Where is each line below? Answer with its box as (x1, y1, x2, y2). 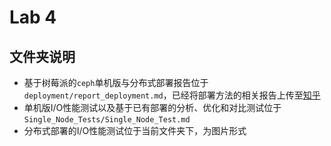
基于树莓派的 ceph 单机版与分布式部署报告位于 (23, 77, 209, 88)
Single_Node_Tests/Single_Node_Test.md (23, 115, 191, 125)
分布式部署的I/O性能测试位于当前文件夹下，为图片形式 (23, 125, 247, 136)
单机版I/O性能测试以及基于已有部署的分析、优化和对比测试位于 (23, 102, 282, 113)
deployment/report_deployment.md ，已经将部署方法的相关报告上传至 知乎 (23, 89, 321, 101)
